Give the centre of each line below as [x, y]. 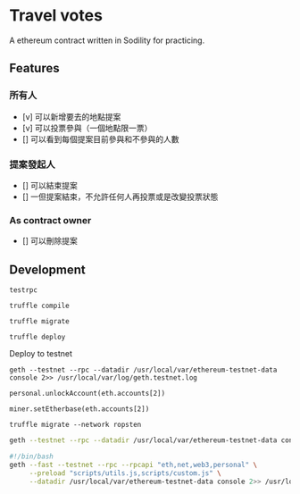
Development [48, 269]
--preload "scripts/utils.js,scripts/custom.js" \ [125, 473]
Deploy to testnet [41, 354]
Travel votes [56, 16]
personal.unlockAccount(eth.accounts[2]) [87, 394]
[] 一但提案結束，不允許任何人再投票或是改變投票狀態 [120, 197]
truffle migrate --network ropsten [75, 425]
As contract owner [50, 220]
